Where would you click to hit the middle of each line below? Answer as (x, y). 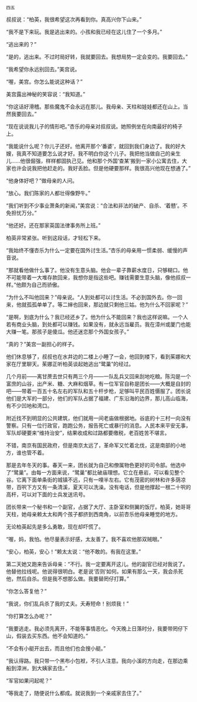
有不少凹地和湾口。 (29, 406)
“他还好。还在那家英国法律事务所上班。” (53, 225)
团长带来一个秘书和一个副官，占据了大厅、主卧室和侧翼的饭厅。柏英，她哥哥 (98, 507)
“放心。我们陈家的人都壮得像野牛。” (48, 193)
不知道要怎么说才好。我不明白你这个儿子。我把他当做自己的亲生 (103, 153)
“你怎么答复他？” (26, 591)
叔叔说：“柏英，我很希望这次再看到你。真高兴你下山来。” (74, 19)
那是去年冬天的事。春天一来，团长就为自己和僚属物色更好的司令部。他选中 (96, 465)
